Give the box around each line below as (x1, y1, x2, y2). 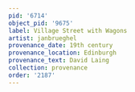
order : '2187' (8, 71, 56, 79)
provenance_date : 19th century (8, 42, 113, 50)
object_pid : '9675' (8, 19, 74, 27)
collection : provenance (8, 64, 88, 72)
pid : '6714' (8, 11, 48, 20)
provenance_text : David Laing (8, 57, 110, 65)
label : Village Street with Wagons (8, 26, 128, 34)
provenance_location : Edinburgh (8, 49, 117, 57)
